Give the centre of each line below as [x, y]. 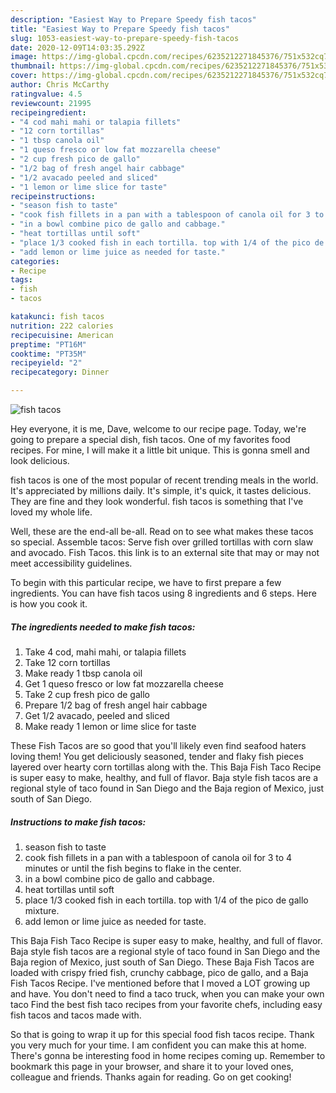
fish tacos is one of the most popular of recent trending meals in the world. [164, 480]
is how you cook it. [49, 604]
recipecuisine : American [62, 335]
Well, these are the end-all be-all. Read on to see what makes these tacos [162, 531]
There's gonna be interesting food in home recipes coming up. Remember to [168, 1055]
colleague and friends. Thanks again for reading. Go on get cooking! [151, 1077]
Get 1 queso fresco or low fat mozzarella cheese [124, 683]
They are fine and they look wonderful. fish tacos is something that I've [157, 501]
